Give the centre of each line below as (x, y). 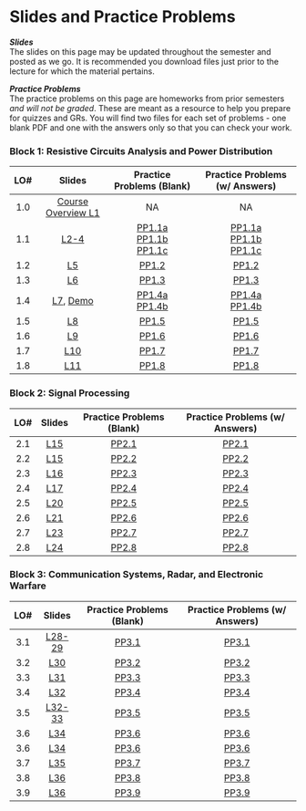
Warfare (28, 586)
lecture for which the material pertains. (82, 71)
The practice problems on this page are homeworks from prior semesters (147, 99)
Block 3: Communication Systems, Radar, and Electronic (137, 575)
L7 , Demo (72, 301)
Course (73, 202)
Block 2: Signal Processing (70, 393)
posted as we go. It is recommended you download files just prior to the (144, 61)
